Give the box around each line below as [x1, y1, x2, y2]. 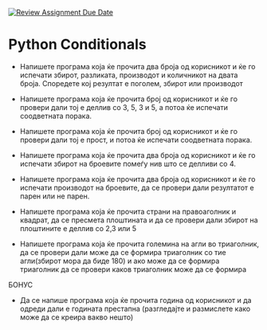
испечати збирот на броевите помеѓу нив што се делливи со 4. [19, 159, 237, 168]
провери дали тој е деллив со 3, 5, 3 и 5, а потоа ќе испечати [19, 102, 229, 112]
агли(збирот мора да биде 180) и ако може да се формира [19, 256, 220, 265]
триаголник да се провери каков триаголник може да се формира [19, 264, 247, 274]
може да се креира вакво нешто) [19, 312, 134, 322]
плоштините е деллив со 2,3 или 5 [19, 223, 137, 233]
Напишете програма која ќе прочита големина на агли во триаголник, [19, 239, 260, 249]
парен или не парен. [19, 191, 90, 201]
